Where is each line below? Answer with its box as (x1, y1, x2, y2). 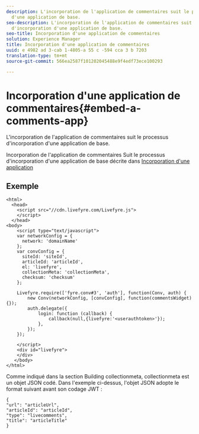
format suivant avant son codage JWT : (6, 385, 102, 393)
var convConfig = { (17, 249, 65, 255)
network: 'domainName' (21, 238, 78, 245)
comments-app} (6, 114, 89, 127)
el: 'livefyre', (21, 264, 62, 270)
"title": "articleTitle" (6, 418, 68, 424)
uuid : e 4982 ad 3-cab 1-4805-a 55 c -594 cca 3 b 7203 (6, 47, 147, 53)
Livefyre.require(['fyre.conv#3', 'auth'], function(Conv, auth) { (17, 290, 187, 296)
